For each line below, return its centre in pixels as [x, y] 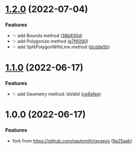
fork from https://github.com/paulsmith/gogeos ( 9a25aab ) [72, 141]
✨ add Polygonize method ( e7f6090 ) [50, 41]
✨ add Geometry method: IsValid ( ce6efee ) [57, 94]
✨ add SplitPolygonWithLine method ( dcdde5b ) [61, 47]
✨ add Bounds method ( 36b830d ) [47, 35]
